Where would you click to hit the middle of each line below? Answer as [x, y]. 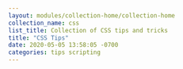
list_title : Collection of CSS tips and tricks [88, 30]
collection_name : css [44, 23]
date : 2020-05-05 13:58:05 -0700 [63, 45]
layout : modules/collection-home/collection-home [92, 15]
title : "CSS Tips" [38, 38]
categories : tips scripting [55, 52]
